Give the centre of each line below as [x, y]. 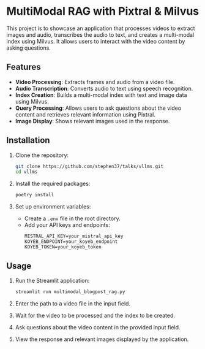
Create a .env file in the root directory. [72, 218]
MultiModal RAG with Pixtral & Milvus [103, 11]
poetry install [35, 195]
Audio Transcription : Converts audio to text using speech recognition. [104, 88]
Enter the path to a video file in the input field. [73, 303]
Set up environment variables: [53, 207]
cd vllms [26, 172]
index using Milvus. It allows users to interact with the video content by [96, 41]
